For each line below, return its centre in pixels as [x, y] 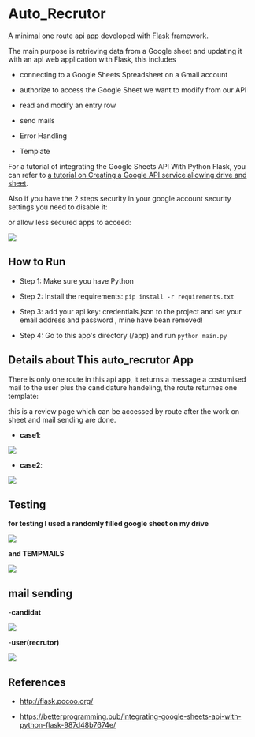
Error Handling [43, 136]
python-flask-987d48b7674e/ [68, 725]
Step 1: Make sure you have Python [76, 280]
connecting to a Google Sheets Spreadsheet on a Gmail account [124, 74]
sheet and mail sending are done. [62, 419]
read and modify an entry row [68, 105]
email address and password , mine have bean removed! [111, 320]
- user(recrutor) [34, 643]
